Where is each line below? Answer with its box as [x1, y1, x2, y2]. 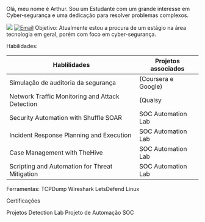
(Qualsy [139, 96, 162, 104]
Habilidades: [6, 43, 38, 49]
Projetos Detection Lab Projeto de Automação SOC [6, 209, 134, 216]
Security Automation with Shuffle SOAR [9, 114, 122, 122]
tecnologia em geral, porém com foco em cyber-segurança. [6, 30, 157, 38]
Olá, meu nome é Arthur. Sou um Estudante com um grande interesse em [6, 5, 190, 12]
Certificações [6, 197, 41, 204]
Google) [139, 82, 163, 91]
